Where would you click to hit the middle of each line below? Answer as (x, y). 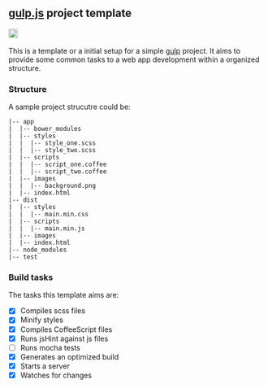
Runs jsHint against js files (64, 338)
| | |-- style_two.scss (52, 150)
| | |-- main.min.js (47, 229)
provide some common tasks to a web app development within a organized (134, 59)
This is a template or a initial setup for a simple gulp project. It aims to (125, 50)
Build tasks (31, 277)
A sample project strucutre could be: (70, 107)
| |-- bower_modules (45, 129)
